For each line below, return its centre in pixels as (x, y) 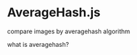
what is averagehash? (38, 44)
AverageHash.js (54, 13)
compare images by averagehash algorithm (69, 31)
